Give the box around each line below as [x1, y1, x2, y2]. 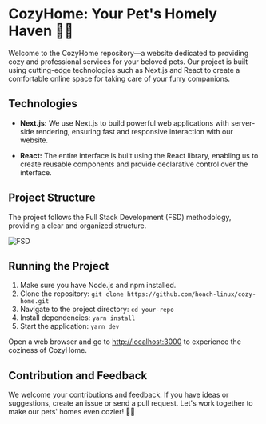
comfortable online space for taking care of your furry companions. [8, 74, 230, 83]
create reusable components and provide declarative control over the [19, 159, 248, 169]
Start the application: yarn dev [19, 322, 120, 331]
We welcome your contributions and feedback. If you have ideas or [8, 390, 229, 400]
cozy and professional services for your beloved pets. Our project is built [8, 57, 248, 66]
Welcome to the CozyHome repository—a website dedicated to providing [8, 48, 249, 58]
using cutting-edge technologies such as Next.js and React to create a [8, 65, 240, 74]
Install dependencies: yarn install [19, 313, 136, 322]
